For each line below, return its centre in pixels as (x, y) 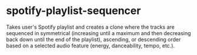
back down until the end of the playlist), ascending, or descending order (94, 39)
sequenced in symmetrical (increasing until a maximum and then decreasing (98, 33)
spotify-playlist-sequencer (74, 11)
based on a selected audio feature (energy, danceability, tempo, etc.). (91, 46)
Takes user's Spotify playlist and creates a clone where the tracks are (91, 27)
